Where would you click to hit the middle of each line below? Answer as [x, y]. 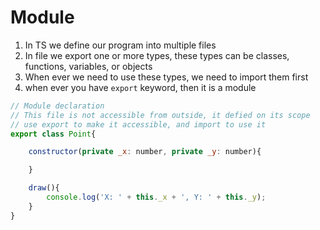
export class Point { [53, 134]
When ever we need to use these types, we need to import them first [166, 77]
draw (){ [44, 188]
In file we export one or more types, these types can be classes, [157, 55]
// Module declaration [57, 106]
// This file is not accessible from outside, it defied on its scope [160, 115]
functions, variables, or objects [88, 66]
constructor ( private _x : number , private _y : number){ [145, 152]
